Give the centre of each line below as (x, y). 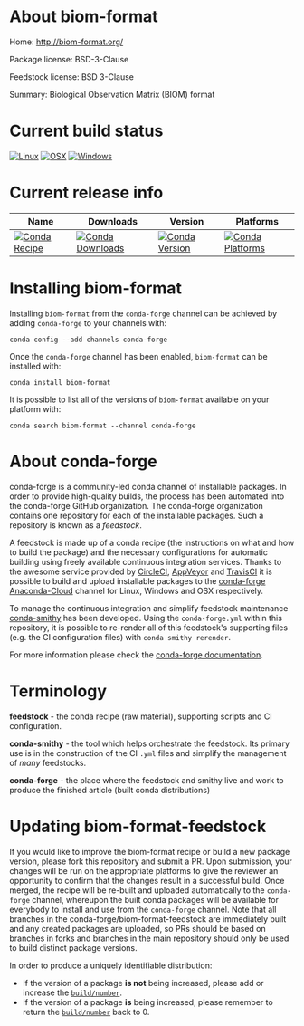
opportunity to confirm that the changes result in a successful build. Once (147, 880)
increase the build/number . (72, 992)
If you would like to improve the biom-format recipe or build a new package (150, 851)
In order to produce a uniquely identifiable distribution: (111, 965)
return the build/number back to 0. (86, 1012)
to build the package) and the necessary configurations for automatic (139, 552)
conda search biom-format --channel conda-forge (103, 426)
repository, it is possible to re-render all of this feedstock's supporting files (148, 628)
